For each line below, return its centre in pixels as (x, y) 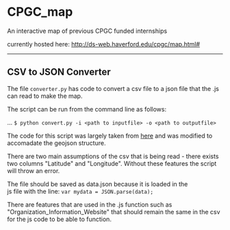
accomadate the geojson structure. (56, 143)
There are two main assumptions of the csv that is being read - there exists (113, 156)
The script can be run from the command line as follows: (87, 109)
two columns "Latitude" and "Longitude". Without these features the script (112, 163)
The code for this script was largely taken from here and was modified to (110, 136)
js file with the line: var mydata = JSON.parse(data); (80, 191)
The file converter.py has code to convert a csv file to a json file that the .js (113, 88)
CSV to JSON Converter (59, 72)
